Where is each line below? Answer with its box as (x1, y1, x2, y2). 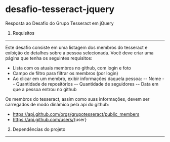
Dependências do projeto (12, 126, 66, 132)
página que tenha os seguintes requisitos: (5, 55, 93, 61)
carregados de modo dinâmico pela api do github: (5, 101, 110, 107)
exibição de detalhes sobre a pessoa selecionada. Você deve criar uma (5, 49, 154, 56)
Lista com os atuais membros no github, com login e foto (12, 64, 132, 71)
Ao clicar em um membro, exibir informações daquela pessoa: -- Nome (12, 76, 161, 82)
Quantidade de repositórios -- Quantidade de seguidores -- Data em (16, 81, 158, 87)
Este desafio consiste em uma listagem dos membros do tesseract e (5, 44, 148, 50)
